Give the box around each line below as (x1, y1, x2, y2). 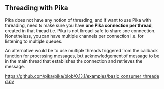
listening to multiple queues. (5, 38, 63, 44)
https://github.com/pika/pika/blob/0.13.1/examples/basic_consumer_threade (5, 73, 160, 79)
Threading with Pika (5, 4, 68, 12)
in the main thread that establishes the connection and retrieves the (5, 58, 143, 64)
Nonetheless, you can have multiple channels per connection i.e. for (5, 33, 144, 39)
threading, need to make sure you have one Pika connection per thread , (5, 22, 153, 28)
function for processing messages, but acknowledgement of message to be (5, 53, 160, 59)
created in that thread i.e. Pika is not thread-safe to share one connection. (5, 27, 156, 34)
